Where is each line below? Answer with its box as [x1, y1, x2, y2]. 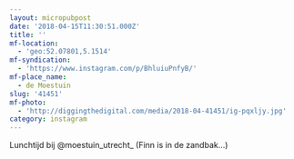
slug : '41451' [9, 89, 64, 98]
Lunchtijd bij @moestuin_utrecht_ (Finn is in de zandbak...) [9, 140, 228, 151]
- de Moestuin [17, 81, 71, 90]
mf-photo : [9, 97, 47, 107]
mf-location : [9, 38, 59, 48]
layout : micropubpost [9, 13, 92, 23]
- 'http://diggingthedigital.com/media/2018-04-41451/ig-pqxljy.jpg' [17, 106, 287, 115]
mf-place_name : [9, 73, 67, 82]
